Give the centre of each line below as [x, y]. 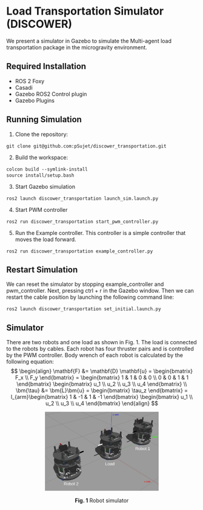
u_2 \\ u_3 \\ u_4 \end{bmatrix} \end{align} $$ [102, 403]
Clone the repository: [42, 134]
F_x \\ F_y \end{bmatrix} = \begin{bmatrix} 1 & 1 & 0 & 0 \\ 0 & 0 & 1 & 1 [102, 378]
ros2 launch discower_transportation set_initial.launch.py [84, 309]
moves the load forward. [46, 239]
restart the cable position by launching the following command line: [90, 297]
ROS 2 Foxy [30, 81]
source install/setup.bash [40, 175]
